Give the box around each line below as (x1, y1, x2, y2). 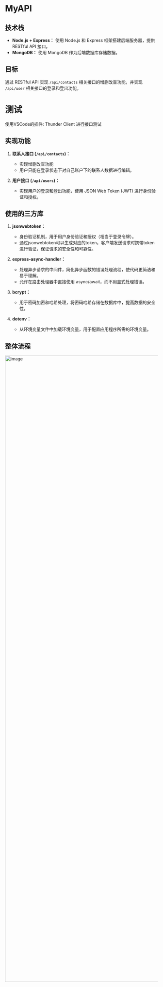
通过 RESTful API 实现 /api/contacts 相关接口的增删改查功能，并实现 (5, 79, 143, 85)
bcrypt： (12, 289, 31, 295)
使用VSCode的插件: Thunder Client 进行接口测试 (5, 121, 102, 127)
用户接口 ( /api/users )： (12, 178, 60, 183)
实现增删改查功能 (19, 161, 54, 167)
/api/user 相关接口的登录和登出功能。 (5, 85, 81, 91)
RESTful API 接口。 (12, 43, 50, 49)
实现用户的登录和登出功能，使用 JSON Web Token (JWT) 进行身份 (19, 188, 152, 194)
